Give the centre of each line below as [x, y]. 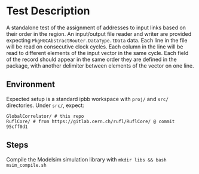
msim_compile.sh [26, 165]
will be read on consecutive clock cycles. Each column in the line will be [95, 47]
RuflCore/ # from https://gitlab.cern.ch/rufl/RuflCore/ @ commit [91, 121]
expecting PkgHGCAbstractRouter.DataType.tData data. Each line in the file [97, 40]
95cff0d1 [17, 127]
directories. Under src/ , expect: [45, 105]
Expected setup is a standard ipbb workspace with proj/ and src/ [88, 99]
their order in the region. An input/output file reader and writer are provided [99, 33]
